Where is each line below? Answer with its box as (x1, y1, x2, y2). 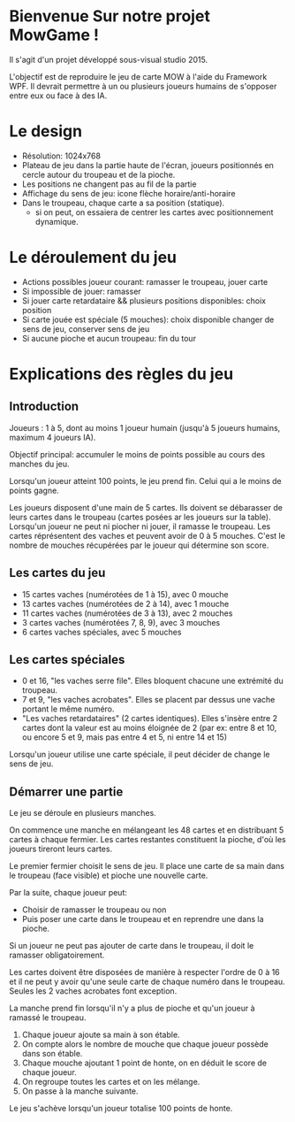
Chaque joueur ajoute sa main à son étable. (21, 1029, 180, 1041)
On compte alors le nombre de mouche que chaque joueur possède (21, 1039, 269, 1049)
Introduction (9, 399, 79, 414)
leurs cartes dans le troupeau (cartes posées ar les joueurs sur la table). (9, 511, 271, 522)
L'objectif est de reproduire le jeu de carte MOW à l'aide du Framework (9, 71, 268, 81)
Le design (9, 121, 82, 142)
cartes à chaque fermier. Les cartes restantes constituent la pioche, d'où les (9, 834, 286, 845)
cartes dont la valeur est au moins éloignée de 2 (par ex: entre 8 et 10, (21, 723, 277, 734)
